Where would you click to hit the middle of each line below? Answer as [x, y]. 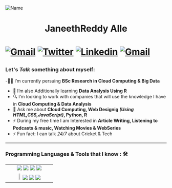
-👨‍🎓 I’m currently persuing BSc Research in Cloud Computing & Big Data [83, 81]
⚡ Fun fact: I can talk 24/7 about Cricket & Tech [62, 134]
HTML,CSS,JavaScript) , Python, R [50, 115]
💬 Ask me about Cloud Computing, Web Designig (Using [73, 109]
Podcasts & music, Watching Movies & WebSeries [67, 128]
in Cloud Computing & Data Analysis [52, 104]
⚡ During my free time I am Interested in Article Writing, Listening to [85, 120]
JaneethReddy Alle [86, 29]
